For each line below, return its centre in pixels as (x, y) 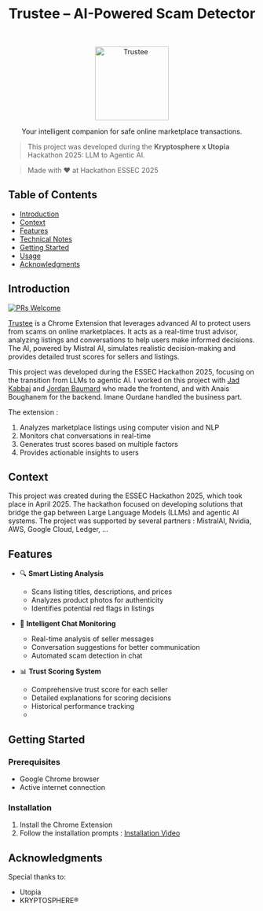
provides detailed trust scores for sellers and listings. (94, 356)
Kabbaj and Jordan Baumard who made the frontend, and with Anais (119, 388)
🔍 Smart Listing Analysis (62, 574)
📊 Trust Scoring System (60, 671)
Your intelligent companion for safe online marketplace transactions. (132, 131)
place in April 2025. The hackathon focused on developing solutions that (126, 504)
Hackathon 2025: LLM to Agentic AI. (86, 155)
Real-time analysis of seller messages (93, 639)
